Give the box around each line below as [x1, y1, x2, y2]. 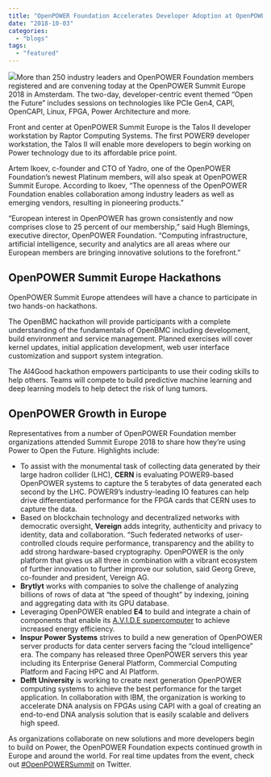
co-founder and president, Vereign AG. [19, 572, 150, 582]
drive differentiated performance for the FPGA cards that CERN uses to [19, 495, 256, 505]
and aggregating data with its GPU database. [19, 598, 169, 608]
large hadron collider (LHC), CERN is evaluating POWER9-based [19, 469, 234, 480]
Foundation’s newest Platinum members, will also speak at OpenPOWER [8, 172, 248, 181]
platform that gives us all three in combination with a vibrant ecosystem [19, 555, 258, 565]
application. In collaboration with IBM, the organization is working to [19, 692, 246, 702]
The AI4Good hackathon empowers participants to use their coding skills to [8, 366, 260, 376]
